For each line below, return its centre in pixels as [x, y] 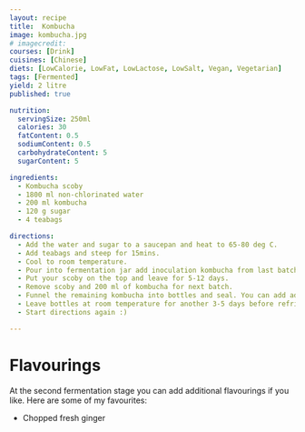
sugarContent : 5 [48, 161]
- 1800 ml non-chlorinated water [81, 195]
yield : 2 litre [38, 85]
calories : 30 [42, 127]
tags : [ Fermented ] [44, 77]
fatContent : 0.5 [48, 136]
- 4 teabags [40, 220]
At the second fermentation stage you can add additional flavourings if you [149, 390]
